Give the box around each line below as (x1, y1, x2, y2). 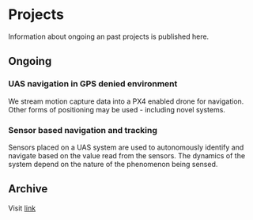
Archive (8, 182, 48, 195)
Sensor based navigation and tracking (8, 124, 158, 135)
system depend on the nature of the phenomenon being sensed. (8, 159, 218, 169)
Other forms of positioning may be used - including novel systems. (8, 104, 225, 114)
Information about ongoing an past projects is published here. (8, 32, 210, 41)
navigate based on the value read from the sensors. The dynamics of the (8, 150, 246, 160)
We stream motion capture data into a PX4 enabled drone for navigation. (8, 97, 244, 106)
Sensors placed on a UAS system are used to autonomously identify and (8, 142, 244, 152)
